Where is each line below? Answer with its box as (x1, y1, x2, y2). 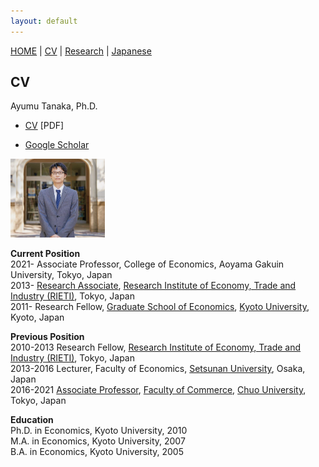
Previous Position (10, 331, 85, 343)
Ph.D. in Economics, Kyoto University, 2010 (10, 425, 188, 437)
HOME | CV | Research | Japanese (10, 45, 152, 57)
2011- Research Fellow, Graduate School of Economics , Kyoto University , (10, 301, 310, 313)
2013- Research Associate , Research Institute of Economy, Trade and (10, 280, 297, 292)
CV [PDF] (24, 120, 65, 132)
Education (10, 414, 54, 426)
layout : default (10, 16, 78, 26)
